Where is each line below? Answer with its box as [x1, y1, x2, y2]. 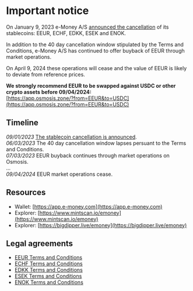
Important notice [6, 4, 89, 18]
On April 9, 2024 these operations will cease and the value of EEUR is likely [6, 64, 187, 71]
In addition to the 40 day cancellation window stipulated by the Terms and [6, 41, 184, 48]
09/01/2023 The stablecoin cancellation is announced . [6, 133, 137, 140]
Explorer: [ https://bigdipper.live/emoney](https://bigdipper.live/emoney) [14, 221, 187, 228]
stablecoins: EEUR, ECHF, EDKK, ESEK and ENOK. [6, 29, 127, 36]
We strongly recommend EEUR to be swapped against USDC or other [6, 82, 176, 89]
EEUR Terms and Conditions [14, 254, 83, 261]
